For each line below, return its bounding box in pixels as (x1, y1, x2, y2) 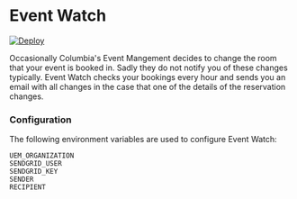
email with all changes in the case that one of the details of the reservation (9, 81, 286, 92)
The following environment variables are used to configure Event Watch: (9, 134, 277, 145)
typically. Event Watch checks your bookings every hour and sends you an (9, 71, 286, 82)
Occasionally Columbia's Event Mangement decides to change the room (9, 52, 277, 63)
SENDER (9, 175, 34, 185)
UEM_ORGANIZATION (9, 151, 75, 160)
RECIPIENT (9, 183, 47, 192)
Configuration (9, 113, 72, 126)
